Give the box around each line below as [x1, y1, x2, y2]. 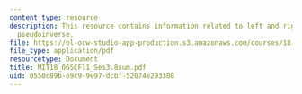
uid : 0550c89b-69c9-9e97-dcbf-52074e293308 [9, 72, 175, 81]
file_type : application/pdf [9, 47, 115, 56]
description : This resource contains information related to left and [9, 21, 280, 30]
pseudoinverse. [17, 30, 75, 38]
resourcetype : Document [9, 55, 99, 64]
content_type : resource [9, 13, 99, 22]
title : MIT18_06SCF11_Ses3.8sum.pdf [9, 64, 147, 73]
